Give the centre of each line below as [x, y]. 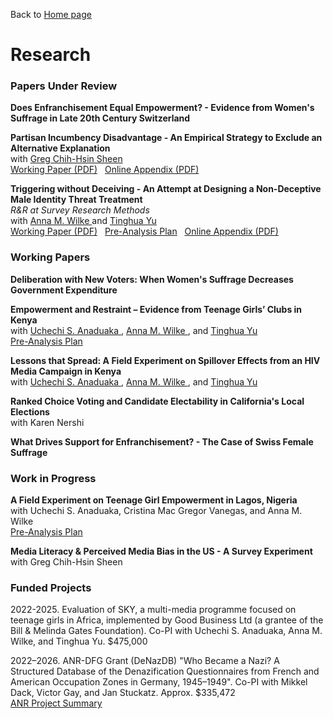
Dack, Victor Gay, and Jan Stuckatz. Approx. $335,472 [123, 693]
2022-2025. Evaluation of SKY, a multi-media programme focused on [153, 610]
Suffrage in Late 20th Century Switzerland [100, 118]
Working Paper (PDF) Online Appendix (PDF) [105, 170]
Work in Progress [53, 478]
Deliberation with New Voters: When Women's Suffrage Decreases [152, 279]
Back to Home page [51, 14]
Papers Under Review [64, 86]
